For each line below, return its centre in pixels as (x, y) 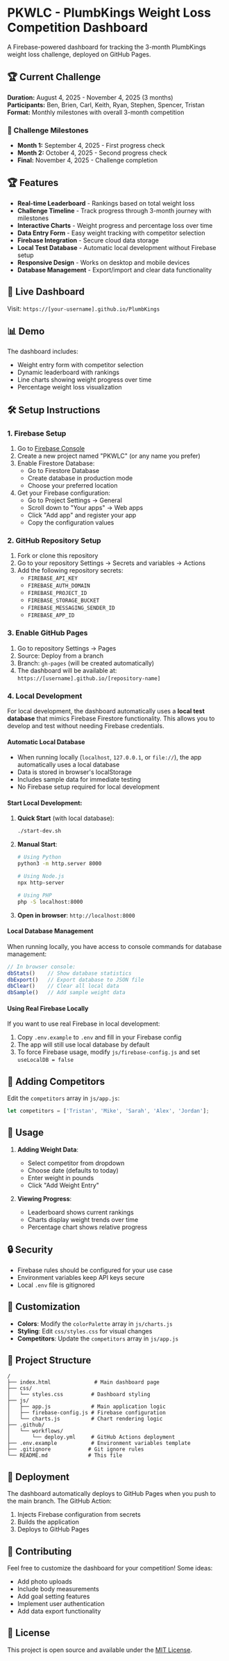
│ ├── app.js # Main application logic (87, 1407)
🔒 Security (30, 1250)
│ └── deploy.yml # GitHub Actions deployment (91, 1437)
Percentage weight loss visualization (69, 387)
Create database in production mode (80, 478)
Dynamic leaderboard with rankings (68, 372)
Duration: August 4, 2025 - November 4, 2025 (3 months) (90, 97)
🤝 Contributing (40, 1551)
